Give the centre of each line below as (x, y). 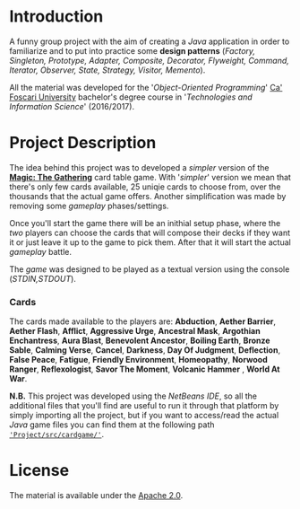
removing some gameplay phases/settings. (89, 206)
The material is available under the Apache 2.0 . (96, 496)
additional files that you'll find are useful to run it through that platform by (144, 406)
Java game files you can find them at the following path (112, 425)
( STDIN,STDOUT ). (43, 278)
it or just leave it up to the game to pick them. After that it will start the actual (150, 242)
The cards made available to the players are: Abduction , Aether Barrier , (142, 321)
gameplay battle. (40, 251)
